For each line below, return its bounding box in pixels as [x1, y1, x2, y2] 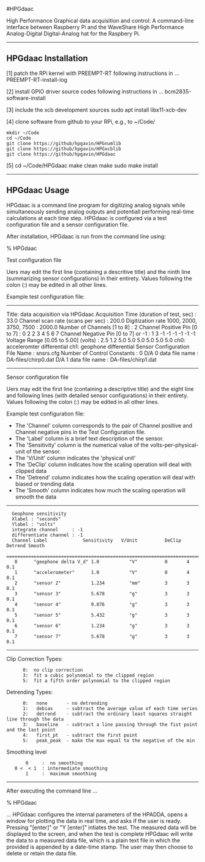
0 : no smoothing [25, 760, 84, 766]
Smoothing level [6, 748, 47, 755]
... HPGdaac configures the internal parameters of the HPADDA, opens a [6, 811, 188, 818]
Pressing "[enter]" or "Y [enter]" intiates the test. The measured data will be [6, 824, 197, 831]
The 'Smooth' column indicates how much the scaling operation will [15, 486, 186, 494]
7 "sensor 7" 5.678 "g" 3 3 [14, 633, 190, 639]
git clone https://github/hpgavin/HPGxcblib [6, 146, 121, 152]
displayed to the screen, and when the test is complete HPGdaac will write [6, 830, 193, 838]
